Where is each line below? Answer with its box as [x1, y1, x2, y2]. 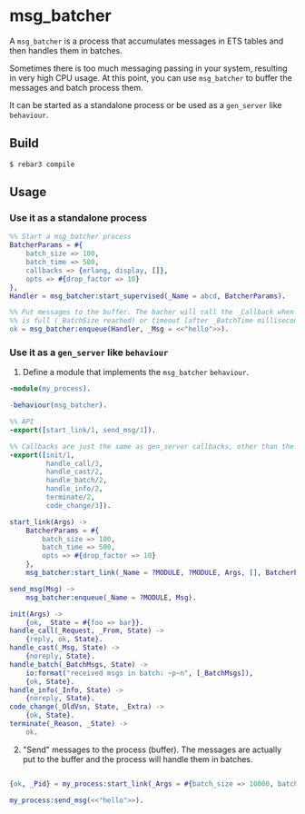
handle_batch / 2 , [45, 476, 107, 485]
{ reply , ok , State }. [25, 635, 103, 644]
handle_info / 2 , [45, 484, 103, 493]
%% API [9, 417, 34, 427]
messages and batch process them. [9, 82, 143, 93]
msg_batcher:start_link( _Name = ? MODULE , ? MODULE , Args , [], [25, 569, 262, 578]
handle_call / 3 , [45, 459, 103, 468]
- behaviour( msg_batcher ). [9, 401, 107, 410]
